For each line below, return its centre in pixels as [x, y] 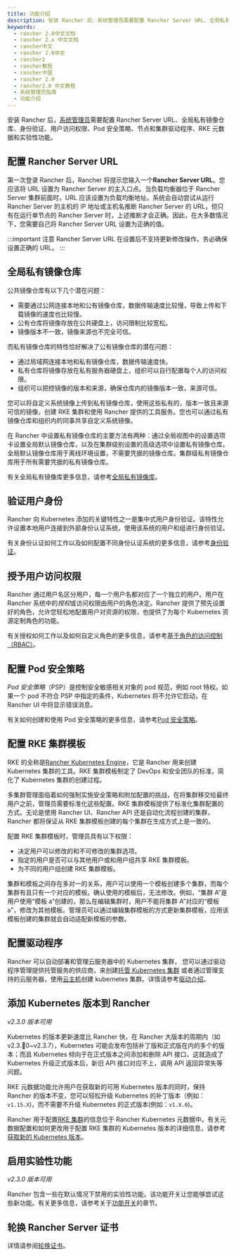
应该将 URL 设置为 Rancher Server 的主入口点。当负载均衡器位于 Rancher [114, 189]
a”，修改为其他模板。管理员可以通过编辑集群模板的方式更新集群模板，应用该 [118, 910]
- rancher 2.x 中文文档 [46, 40]
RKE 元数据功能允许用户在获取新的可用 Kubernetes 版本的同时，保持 [106, 1086]
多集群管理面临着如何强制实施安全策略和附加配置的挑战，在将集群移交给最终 [118, 794]
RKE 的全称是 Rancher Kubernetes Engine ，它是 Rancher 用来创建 [102, 762]
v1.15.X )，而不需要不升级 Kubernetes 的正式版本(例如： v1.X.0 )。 [102, 1104]
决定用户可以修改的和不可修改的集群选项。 [79, 851]
